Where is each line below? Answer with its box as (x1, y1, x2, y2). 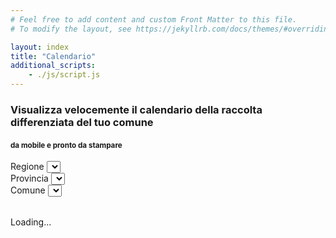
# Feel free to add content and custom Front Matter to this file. (10, 14, 298, 25)
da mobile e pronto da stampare (10, 140, 123, 150)
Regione (10, 161, 45, 173)
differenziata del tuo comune (10, 115, 154, 129)
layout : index (10, 42, 70, 52)
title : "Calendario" (10, 51, 97, 61)
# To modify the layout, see (10, 24, 132, 34)
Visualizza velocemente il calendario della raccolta (10, 102, 263, 116)
